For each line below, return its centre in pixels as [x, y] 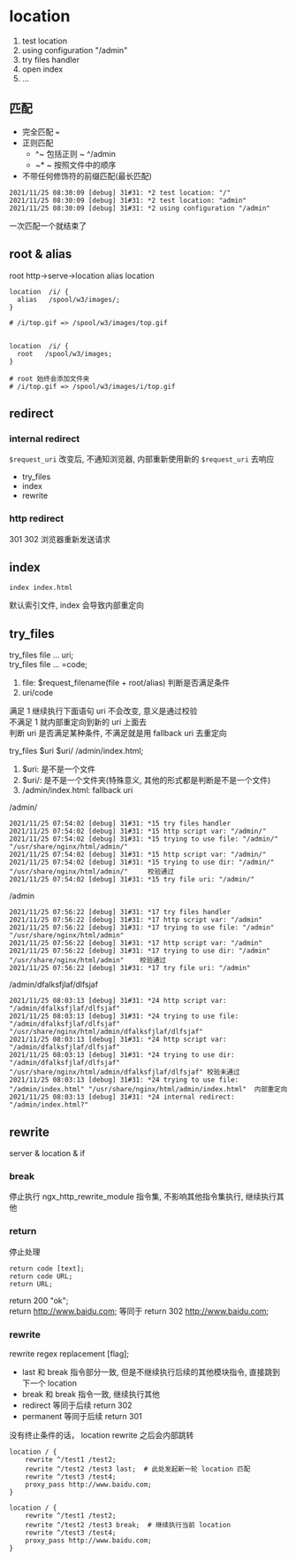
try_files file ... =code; [49, 664]
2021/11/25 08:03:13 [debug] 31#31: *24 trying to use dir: [122, 1055]
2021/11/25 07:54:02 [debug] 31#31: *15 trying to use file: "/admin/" [144, 839]
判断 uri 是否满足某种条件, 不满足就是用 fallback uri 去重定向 [118, 734]
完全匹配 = [41, 131]
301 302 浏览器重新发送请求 [60, 539]
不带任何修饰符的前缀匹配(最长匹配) [87, 175]
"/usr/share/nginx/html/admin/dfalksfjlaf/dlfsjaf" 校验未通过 [125, 1072]
